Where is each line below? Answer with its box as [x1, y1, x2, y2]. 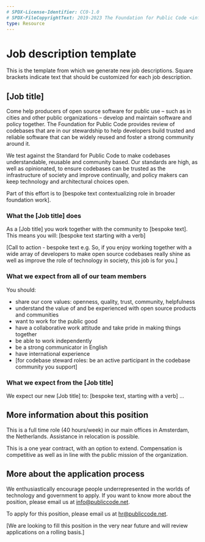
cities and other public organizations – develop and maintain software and [6, 114, 192, 121]
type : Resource [6, 20, 45, 26]
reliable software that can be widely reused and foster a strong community [6, 134, 194, 141]
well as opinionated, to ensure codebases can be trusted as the [6, 165, 166, 172]
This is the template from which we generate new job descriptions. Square [6, 67, 193, 74]
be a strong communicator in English [15, 344, 108, 351]
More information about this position [6, 410, 149, 420]
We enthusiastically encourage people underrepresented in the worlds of [6, 485, 190, 492]
